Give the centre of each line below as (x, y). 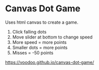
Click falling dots (29, 32)
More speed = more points (39, 42)
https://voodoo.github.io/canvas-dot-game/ (50, 62)
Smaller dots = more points (40, 47)
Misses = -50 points (33, 53)
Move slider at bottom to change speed (52, 37)
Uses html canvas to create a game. (42, 22)
